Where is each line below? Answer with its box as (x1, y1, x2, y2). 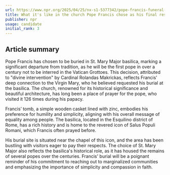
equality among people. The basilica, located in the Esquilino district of (5, 116, 153, 122)
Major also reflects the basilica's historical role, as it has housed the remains (5, 148, 164, 154)
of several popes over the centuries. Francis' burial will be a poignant (5, 153, 149, 159)
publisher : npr (5, 17, 37, 22)
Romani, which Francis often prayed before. (5, 127, 97, 133)
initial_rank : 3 (5, 26, 39, 31)
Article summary (5, 45, 60, 54)
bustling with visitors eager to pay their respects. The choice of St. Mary (5, 142, 156, 148)
